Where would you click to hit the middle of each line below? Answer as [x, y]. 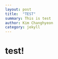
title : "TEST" [20, 14]
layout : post [18, 9]
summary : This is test [28, 18]
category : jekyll [23, 27]
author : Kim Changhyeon [29, 23]
